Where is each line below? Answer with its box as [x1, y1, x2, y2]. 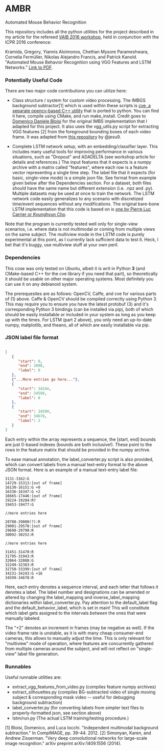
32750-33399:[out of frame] [5, 567, 63, 571]
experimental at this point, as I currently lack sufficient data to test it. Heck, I [5, 237, 159, 242]
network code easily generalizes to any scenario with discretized [12, 196, 143, 202]
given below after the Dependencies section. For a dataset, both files [12, 180, 152, 186]
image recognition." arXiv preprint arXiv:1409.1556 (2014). [5, 740, 121, 746]
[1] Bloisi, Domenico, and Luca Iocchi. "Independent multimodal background [5, 724, 158, 730]
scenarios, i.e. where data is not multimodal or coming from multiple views [5, 226, 155, 232]
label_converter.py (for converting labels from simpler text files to [12, 704, 144, 711]
